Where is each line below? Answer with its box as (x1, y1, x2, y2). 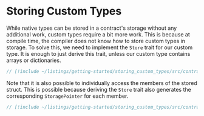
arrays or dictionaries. (6, 56, 61, 64)
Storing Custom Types (6, 4, 122, 18)
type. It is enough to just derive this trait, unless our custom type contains (6, 50, 191, 57)
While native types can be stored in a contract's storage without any (6, 24, 177, 32)
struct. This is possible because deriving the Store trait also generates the (6, 86, 191, 93)
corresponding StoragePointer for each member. (6, 92, 129, 100)
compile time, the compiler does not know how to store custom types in (6, 37, 186, 44)
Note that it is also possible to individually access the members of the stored (6, 79, 197, 86)
